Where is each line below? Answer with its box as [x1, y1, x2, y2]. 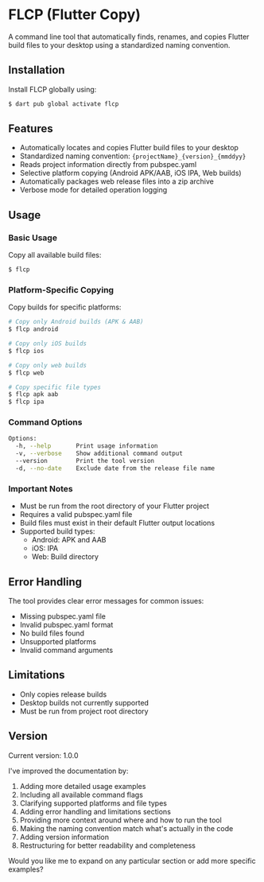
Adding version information [19, 832, 110, 841]
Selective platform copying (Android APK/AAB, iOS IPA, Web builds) [19, 169, 242, 178]
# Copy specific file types [8, 383, 102, 391]
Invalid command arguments [19, 645, 114, 655]
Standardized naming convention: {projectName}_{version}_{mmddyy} [19, 151, 247, 161]
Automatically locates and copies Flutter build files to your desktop [19, 143, 239, 153]
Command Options [8, 417, 83, 428]
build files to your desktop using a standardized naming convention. [8, 40, 231, 49]
